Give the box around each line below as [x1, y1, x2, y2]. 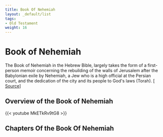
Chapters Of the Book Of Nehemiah [5, 124, 114, 133]
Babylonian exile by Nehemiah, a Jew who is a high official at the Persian [5, 73, 151, 78]
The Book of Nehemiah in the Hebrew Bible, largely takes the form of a [5, 62, 147, 68]
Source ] [5, 83, 21, 89]
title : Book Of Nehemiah [5, 7, 55, 12]
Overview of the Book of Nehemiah [5, 97, 113, 105]
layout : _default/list [5, 12, 51, 17]
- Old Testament [5, 20, 38, 26]
